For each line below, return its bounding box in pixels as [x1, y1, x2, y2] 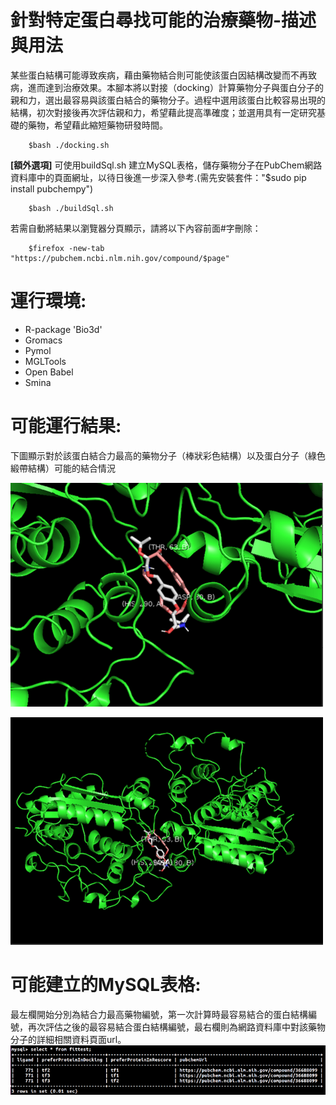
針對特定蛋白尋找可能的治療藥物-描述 [10, 9, 317, 32]
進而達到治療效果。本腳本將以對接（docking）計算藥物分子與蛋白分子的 [27, 81, 324, 93]
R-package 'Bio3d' [24, 323, 103, 335]
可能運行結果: [10, 415, 122, 438]
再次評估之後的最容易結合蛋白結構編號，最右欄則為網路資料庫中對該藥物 [27, 1021, 326, 1033]
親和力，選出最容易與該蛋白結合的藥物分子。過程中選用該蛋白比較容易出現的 [10, 94, 326, 106]
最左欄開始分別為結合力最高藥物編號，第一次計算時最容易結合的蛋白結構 [10, 1008, 308, 1020]
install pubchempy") [10, 182, 94, 195]
